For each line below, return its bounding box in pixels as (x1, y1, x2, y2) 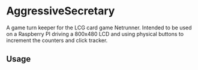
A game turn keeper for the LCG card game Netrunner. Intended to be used (6, 24, 192, 31)
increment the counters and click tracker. (6, 36, 108, 44)
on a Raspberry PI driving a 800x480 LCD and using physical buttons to (6, 30, 184, 37)
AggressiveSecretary (6, 4, 115, 18)
